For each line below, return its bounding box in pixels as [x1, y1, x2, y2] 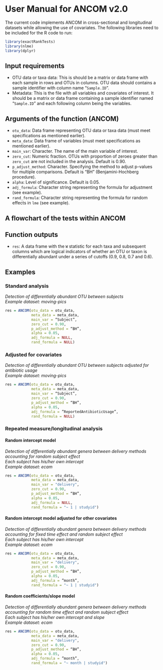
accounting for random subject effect [5, 453, 80, 459]
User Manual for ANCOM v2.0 [5, 3, 128, 15]
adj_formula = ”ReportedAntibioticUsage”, [31, 409, 119, 414]
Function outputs [5, 230, 58, 239]
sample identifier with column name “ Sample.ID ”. [12, 85, 109, 91]
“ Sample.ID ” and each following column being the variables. [12, 101, 132, 107]
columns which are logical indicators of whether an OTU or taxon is [12, 249, 147, 254]
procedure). [12, 174, 36, 180]
